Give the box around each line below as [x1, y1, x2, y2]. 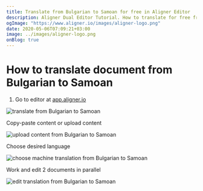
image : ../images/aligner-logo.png [6, 31, 96, 37]
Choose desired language [6, 143, 71, 150]
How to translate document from [6, 63, 173, 77]
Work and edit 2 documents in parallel [6, 166, 101, 173]
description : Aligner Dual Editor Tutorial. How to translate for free [6, 15, 190, 21]
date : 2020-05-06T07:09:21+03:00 [6, 25, 91, 32]
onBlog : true [6, 37, 39, 43]
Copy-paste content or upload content [6, 119, 102, 126]
